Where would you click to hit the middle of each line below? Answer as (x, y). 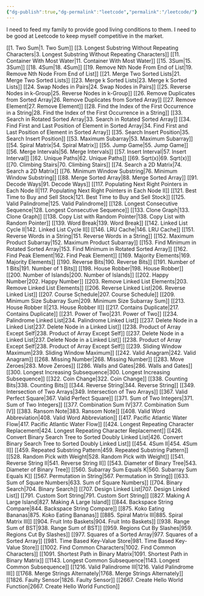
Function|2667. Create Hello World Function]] (63, 586)
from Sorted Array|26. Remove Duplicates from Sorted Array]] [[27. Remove (101, 100)
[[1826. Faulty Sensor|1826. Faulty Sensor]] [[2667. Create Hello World (95, 580)
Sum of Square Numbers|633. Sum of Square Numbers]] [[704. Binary (94, 482)
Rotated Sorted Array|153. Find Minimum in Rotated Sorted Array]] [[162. (97, 249)
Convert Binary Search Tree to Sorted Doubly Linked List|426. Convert (95, 437)
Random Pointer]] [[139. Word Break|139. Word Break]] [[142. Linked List (97, 223)
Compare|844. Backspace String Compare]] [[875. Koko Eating (85, 508)
